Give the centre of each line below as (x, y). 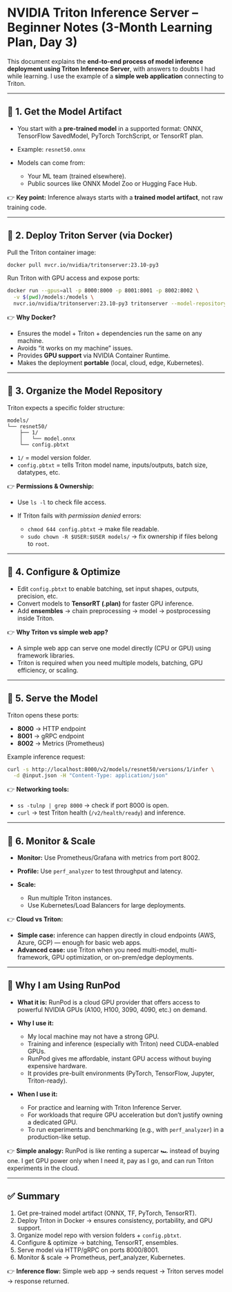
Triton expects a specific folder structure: (66, 407)
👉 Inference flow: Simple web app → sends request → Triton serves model (115, 1271)
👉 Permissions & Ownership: (51, 486)
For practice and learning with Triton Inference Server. (104, 1107)
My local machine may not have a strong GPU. (93, 1036)
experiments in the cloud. (43, 1168)
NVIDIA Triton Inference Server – (103, 13)
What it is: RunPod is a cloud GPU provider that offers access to (108, 1002)
